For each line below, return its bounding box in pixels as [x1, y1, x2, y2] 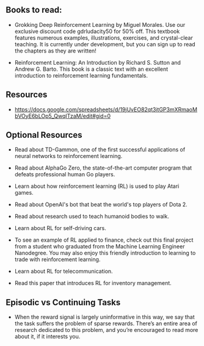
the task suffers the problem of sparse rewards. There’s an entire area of [14, 320, 198, 327]
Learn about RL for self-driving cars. [14, 225, 106, 232]
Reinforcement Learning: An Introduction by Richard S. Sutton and [14, 59, 181, 66]
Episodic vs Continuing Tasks [5, 297, 121, 308]
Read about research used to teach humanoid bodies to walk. [14, 213, 169, 220]
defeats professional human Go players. [14, 171, 115, 178]
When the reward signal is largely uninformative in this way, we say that [14, 314, 195, 321]
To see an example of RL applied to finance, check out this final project [14, 236, 194, 243]
